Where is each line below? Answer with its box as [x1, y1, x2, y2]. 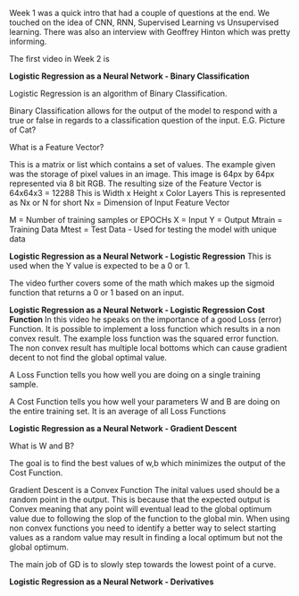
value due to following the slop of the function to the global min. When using [9, 514, 290, 524]
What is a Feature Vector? [9, 142, 104, 152]
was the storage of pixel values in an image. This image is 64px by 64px [9, 169, 275, 179]
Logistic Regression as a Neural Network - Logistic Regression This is [9, 251, 272, 261]
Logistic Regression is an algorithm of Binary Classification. [9, 89, 228, 98]
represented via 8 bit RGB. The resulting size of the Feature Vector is [9, 178, 262, 189]
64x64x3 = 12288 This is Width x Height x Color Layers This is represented [9, 188, 286, 198]
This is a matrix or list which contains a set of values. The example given [9, 159, 276, 169]
